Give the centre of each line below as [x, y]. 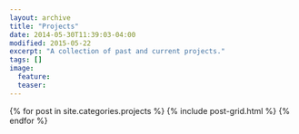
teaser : [32, 85]
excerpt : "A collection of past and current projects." [117, 52]
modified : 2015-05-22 [50, 43]
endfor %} [29, 120]
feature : [34, 77]
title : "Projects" [44, 26]
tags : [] [26, 60]
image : [22, 69]
